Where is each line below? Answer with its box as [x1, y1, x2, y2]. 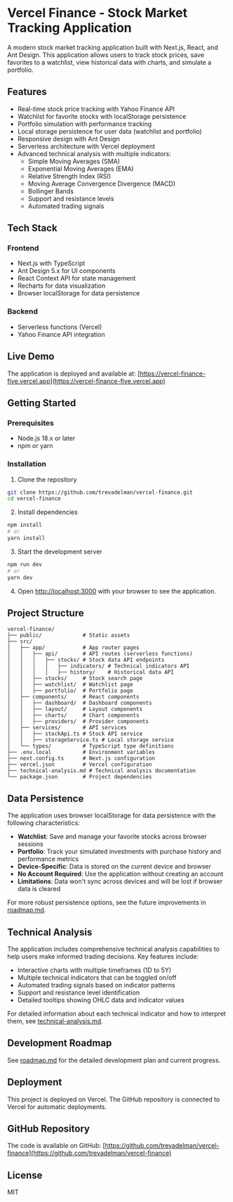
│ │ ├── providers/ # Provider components [7, 718, 149, 725]
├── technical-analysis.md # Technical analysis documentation [7, 767, 197, 774]
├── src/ [7, 638, 33, 645]
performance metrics [17, 855, 79, 863]
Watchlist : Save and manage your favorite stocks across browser [17, 832, 207, 841]
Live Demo [7, 350, 55, 363]
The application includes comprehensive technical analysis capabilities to [7, 945, 220, 953]
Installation [7, 459, 47, 469]
